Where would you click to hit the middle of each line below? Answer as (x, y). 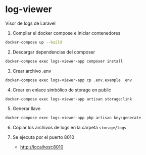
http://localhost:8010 (42, 147)
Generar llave (27, 109)
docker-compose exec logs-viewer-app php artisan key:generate (73, 118)
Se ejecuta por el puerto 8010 (43, 137)
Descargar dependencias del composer (54, 52)
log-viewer (29, 9)
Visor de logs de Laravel (30, 23)
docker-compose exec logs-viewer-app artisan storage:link (69, 99)
